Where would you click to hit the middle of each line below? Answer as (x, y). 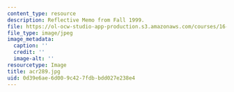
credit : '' (29, 53)
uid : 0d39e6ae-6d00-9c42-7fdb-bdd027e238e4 (71, 78)
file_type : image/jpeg (40, 33)
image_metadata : (31, 39)
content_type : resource (42, 13)
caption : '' (31, 46)
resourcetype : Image (37, 65)
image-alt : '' (34, 59)
